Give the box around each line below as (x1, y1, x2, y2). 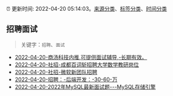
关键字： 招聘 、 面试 (20, 41, 65, 48)
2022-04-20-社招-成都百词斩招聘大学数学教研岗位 (14, 61, 139, 68)
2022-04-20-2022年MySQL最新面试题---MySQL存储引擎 (14, 83, 156, 90)
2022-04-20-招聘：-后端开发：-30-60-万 (14, 76, 118, 83)
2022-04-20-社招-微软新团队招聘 (14, 68, 97, 75)
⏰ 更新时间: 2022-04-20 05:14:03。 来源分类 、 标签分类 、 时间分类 (6, 5, 168, 12)
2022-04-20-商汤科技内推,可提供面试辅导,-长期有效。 (14, 53, 147, 60)
